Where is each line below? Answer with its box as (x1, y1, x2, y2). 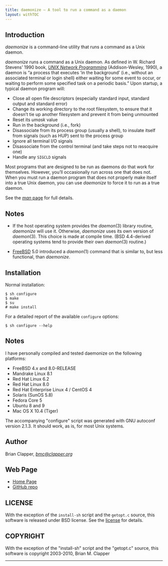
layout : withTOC (5, 12, 39, 17)
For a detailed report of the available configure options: (5, 313, 119, 319)
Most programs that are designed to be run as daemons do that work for (5, 164, 154, 170)
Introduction (5, 31, 45, 39)
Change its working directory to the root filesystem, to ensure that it (12, 106, 152, 112)
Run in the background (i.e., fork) (12, 122, 81, 128)
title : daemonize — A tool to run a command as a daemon (5, 7, 126, 13)
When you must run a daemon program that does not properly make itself (5, 174, 156, 181)
